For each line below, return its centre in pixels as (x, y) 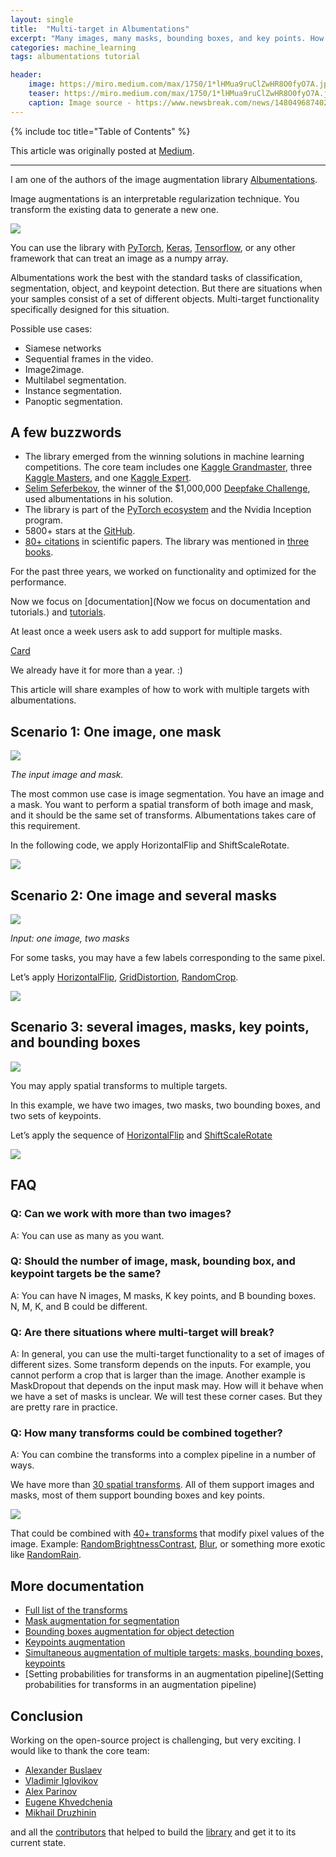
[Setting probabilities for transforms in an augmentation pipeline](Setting (174, 1674)
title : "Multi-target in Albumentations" (100, 29)
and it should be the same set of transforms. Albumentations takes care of (163, 815)
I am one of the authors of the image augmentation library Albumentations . (164, 179)
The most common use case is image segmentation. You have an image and (167, 794)
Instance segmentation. (73, 390)
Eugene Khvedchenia (68, 1802)
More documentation (77, 1586)
